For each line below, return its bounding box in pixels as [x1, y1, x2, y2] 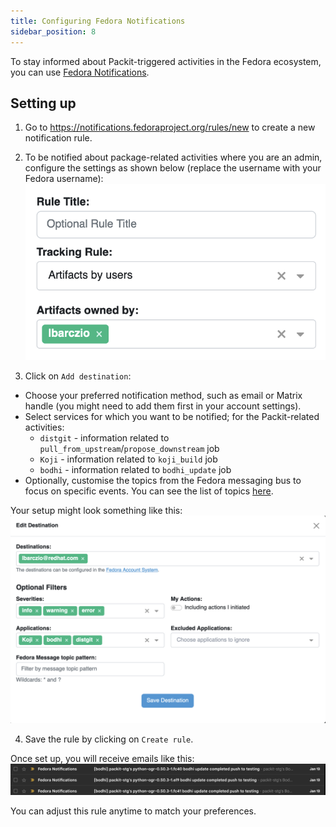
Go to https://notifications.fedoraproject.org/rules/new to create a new [24, 121, 316, 134]
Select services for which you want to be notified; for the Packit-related [24, 410, 320, 422]
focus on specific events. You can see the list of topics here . [24, 485, 274, 497]
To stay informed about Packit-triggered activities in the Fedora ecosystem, [10, 55, 322, 67]
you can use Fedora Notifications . [10, 66, 150, 78]
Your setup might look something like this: [10, 504, 183, 516]
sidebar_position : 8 [10, 26, 97, 37]
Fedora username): [24, 173, 104, 185]
